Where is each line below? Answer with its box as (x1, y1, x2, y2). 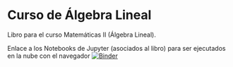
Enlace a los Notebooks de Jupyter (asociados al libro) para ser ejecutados (7, 44, 226, 52)
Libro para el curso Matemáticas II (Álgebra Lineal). (7, 30, 157, 39)
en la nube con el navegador (7, 51, 90, 60)
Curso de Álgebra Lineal (7, 7, 152, 23)
